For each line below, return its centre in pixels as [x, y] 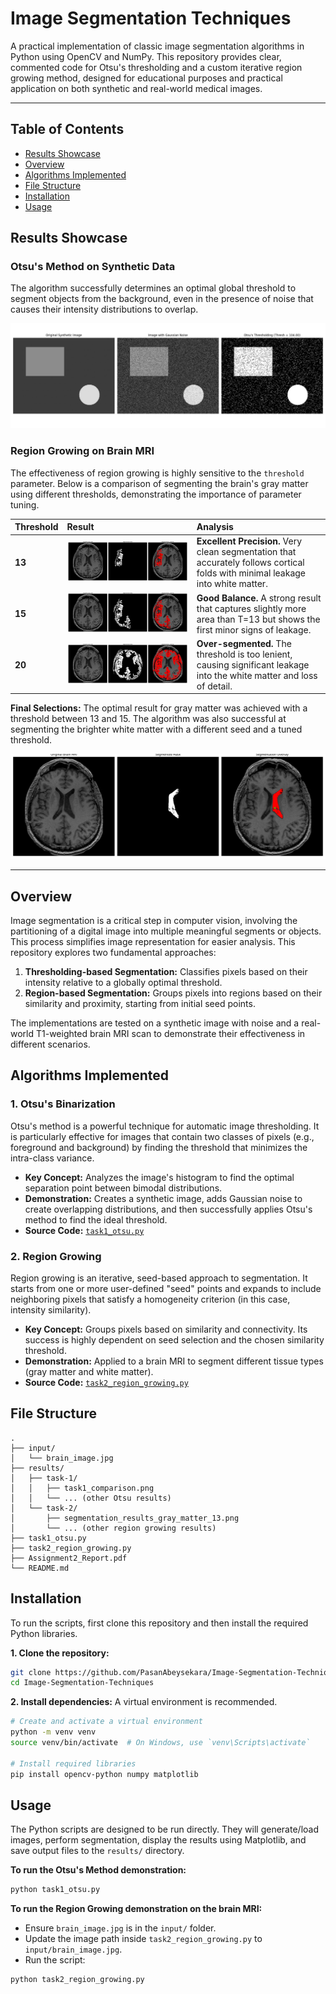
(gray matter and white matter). [89, 1371]
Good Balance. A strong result [259, 598]
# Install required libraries [73, 1763]
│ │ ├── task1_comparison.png [82, 1488]
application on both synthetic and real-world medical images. [136, 88]
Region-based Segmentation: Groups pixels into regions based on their [173, 993]
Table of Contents [67, 129]
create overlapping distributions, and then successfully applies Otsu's [168, 1209]
